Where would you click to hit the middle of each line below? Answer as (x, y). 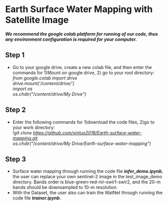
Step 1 (15, 55)
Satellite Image (37, 20)
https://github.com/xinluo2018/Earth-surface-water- (87, 132)
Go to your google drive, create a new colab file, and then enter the (82, 67)
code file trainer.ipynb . (37, 198)
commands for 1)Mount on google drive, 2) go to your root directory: (83, 73)
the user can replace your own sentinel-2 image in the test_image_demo (87, 177)
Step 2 (16, 110)
